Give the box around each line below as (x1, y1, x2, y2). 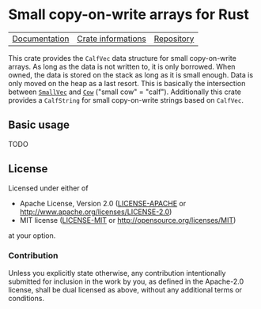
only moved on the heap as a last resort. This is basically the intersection (8, 78, 246, 88)
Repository (153, 33, 195, 44)
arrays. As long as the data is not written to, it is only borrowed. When (8, 62, 236, 71)
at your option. (8, 231, 56, 240)
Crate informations (77, 33, 146, 44)
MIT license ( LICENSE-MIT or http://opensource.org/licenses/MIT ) (19, 215, 236, 224)
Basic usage (8, 119, 70, 132)
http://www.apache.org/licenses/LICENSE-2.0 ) (19, 207, 172, 217)
